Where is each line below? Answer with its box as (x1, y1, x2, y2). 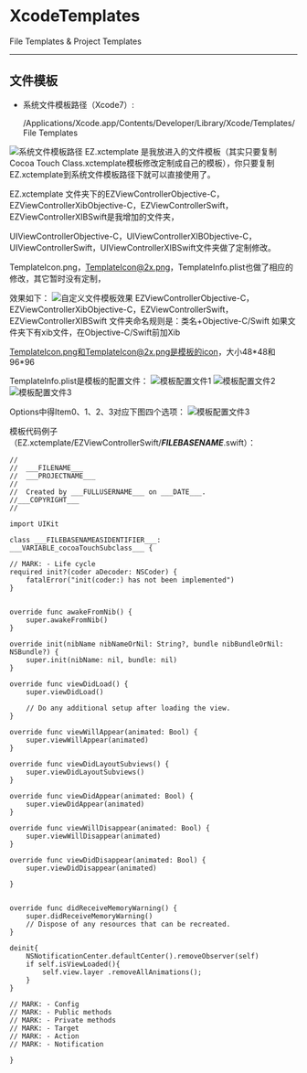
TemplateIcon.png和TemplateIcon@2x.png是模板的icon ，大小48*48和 (9, 346, 276, 357)
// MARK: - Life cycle (9, 559, 96, 568)
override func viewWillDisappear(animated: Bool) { (9, 823, 210, 832)
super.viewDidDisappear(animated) (26, 864, 157, 873)
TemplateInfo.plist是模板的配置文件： (9, 375, 149, 386)
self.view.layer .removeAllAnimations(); (42, 967, 203, 977)
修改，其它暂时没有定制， (9, 273, 106, 284)
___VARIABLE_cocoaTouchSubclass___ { (9, 543, 153, 553)
